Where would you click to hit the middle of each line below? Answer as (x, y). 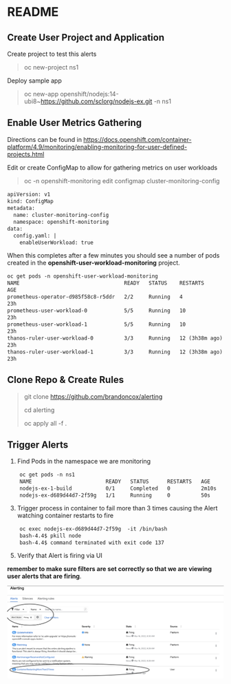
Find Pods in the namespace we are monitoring (84, 462)
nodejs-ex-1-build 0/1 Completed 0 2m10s (118, 489)
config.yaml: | (35, 236)
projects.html (26, 154)
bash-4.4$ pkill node (50, 536)
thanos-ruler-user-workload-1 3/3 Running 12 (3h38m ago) (115, 352)
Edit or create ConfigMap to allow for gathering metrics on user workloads (112, 167)
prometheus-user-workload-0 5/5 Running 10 (97, 311)
